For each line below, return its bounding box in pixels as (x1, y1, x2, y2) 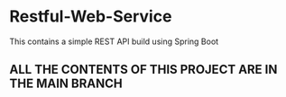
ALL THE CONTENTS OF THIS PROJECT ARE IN (9, 62, 278, 77)
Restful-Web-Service (9, 6, 172, 27)
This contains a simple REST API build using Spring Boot (9, 36, 219, 47)
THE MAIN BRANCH (9, 76, 124, 92)
